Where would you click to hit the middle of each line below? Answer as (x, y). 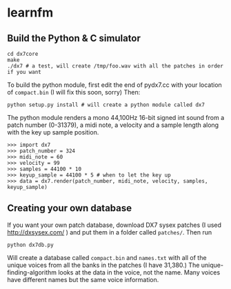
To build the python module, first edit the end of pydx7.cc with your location (114, 85)
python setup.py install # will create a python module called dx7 (106, 105)
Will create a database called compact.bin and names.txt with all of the (107, 257)
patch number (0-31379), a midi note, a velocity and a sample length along (113, 125)
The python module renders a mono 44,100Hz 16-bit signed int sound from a (116, 118)
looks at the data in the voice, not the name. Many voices (139, 272)
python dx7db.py (30, 245)
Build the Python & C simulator (74, 38)
